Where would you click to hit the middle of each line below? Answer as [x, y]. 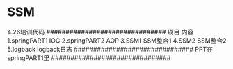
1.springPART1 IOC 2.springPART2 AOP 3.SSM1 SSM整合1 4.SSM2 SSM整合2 [117, 40]
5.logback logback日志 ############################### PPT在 [110, 49]
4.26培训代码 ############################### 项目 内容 [101, 32]
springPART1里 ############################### [89, 58]
